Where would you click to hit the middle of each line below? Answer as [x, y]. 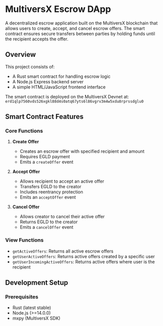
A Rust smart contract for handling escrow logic [61, 76]
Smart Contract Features [44, 117]
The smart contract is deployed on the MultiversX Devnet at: [67, 96]
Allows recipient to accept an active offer [62, 181]
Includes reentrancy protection [51, 192]
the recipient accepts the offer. [37, 39]
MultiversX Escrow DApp [58, 9]
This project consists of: [30, 66]
